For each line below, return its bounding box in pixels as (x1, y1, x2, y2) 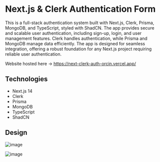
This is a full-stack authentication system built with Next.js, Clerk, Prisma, (5, 20, 155, 26)
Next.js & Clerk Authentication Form (5, 3, 156, 15)
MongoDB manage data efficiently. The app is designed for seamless (5, 40, 145, 46)
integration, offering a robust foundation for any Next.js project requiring (5, 46, 152, 52)
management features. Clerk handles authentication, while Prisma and (5, 35, 148, 41)
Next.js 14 (12, 88, 33, 94)
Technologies (5, 75, 48, 83)
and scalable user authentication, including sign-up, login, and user (5, 30, 142, 36)
